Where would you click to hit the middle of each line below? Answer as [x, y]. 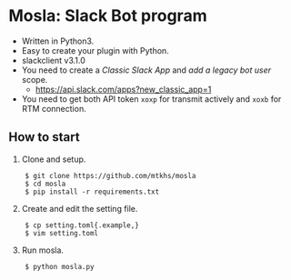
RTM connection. [54, 108]
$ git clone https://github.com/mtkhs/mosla [110, 175]
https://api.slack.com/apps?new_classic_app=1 [123, 89]
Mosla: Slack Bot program [108, 16]
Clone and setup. [54, 159]
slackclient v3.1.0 [53, 60]
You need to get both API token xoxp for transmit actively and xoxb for [151, 99]
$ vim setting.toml [62, 233]
